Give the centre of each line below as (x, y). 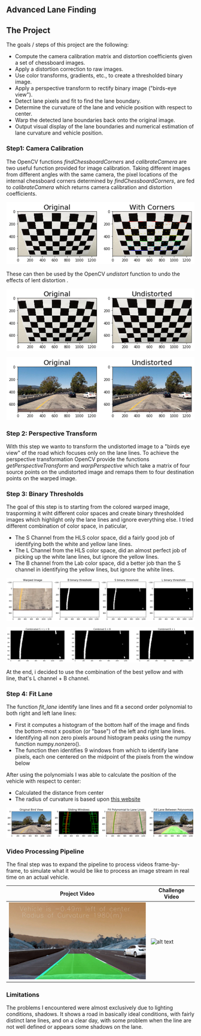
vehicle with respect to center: (44, 781)
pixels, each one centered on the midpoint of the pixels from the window (104, 757)
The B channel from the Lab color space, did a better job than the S (98, 563)
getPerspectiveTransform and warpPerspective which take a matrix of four (98, 466)
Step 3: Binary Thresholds (45, 494)
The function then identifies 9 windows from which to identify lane (97, 750)
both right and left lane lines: (41, 713)
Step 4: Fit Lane (29, 694)
